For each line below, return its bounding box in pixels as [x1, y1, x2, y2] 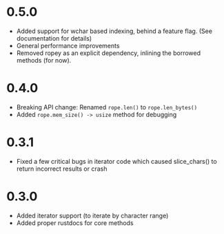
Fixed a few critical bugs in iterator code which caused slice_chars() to [16, 157, 218, 165]
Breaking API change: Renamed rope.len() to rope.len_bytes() [16, 103, 198, 111]
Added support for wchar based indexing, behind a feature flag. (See [16, 27, 213, 35]
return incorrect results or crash [16, 164, 108, 173]
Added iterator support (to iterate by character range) [16, 211, 169, 220]
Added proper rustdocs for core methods [16, 218, 134, 227]
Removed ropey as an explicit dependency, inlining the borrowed [16, 49, 201, 57]
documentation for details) [16, 34, 92, 42]
